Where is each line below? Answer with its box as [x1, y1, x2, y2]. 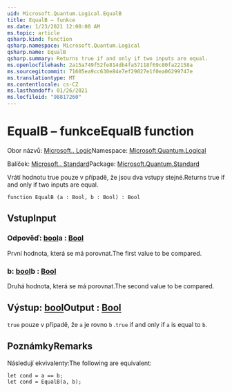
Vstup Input [7, 212, 57, 225]
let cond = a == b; [7, 372, 64, 379]
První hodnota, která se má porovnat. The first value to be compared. [7, 249, 202, 257]
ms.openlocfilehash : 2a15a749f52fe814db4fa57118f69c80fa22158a [7, 62, 193, 68]
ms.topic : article [7, 29, 60, 37]
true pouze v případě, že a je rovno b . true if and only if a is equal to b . [7, 320, 208, 328]
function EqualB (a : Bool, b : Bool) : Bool [7, 194, 140, 200]
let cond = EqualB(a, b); [7, 378, 81, 385]
